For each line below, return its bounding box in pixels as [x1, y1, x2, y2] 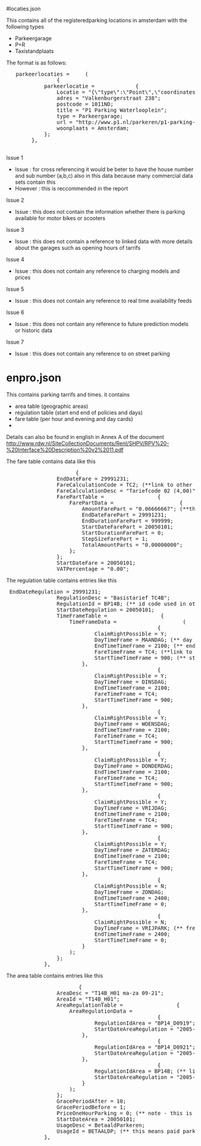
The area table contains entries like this [6, 972, 103, 979]
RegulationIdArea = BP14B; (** [95, 1067, 187, 1075]
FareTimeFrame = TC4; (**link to [95, 648, 193, 655]
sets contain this [14, 178, 56, 186]
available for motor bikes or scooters [14, 214, 106, 222]
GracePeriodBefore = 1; [56, 1103, 127, 1111]
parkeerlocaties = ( [16, 71, 89, 77]
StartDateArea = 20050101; [56, 1115, 136, 1123]
